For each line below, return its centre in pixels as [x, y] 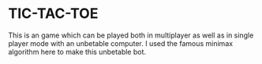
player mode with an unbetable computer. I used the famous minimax [121, 43]
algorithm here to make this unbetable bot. [77, 52]
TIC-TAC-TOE [53, 14]
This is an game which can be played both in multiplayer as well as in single [131, 35]
